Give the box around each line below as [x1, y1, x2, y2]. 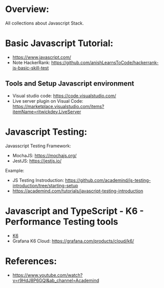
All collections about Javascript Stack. [5, 20, 84, 26]
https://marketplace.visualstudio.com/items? [12, 103, 104, 109]
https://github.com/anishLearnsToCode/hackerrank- [51, 59, 159, 66]
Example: [5, 167, 24, 173]
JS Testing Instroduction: [12, 177, 64, 183]
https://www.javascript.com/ [12, 54, 71, 60]
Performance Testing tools [5, 216, 118, 227]
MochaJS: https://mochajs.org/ [12, 152, 77, 158]
